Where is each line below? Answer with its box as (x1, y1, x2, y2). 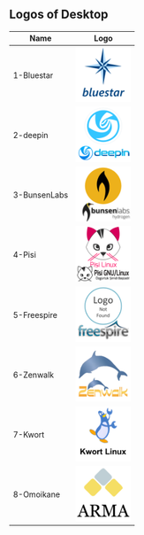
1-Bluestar (12, 70, 54, 81)
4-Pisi (12, 250, 37, 260)
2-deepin (12, 129, 49, 140)
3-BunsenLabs (12, 190, 69, 200)
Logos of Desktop (9, 7, 109, 22)
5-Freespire (12, 309, 57, 320)
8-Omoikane (12, 489, 60, 500)
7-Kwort (12, 430, 45, 440)
